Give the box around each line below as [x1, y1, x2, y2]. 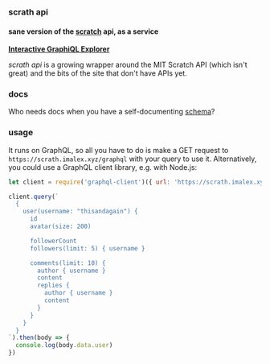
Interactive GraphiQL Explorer [8, 44, 110, 54]
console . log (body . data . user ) [15, 341, 113, 350]
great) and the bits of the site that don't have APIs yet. [8, 68, 187, 78]
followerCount [29, 237, 78, 245]
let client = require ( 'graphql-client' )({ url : [8, 178, 171, 186]
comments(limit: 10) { [29, 259, 106, 267]
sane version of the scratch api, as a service [8, 27, 159, 36]
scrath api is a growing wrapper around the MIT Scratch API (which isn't [8, 60, 247, 70]
